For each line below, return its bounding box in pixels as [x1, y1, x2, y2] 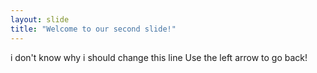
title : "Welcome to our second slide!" [10, 24, 177, 34]
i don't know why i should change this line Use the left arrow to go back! [10, 51, 308, 63]
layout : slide [10, 14, 70, 25]
